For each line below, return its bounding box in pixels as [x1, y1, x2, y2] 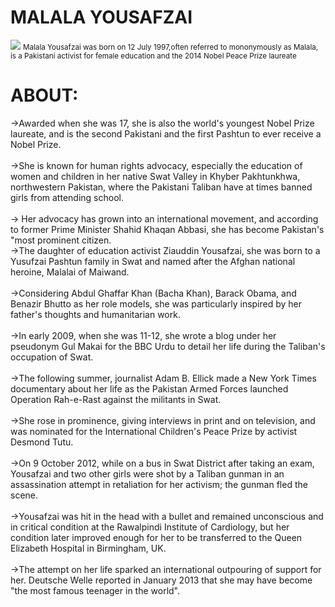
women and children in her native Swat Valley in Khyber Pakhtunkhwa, [10, 170, 301, 182]
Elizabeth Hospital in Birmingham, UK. [10, 542, 167, 554]
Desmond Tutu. [10, 436, 74, 448]
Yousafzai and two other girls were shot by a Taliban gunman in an [10, 467, 285, 480]
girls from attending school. [10, 191, 124, 203]
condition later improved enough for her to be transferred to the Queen [10, 531, 303, 543]
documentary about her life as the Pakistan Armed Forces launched [10, 382, 289, 395]
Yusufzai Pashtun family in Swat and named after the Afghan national [10, 255, 296, 267]
